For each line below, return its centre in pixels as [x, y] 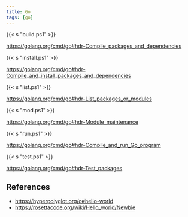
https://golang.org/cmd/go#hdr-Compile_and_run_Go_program [84, 145]
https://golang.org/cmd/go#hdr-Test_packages [64, 168]
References [28, 187]
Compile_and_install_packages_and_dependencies [69, 75]
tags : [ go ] [20, 17]
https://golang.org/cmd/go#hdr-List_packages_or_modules [79, 99]
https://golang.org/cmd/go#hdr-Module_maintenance [72, 122]
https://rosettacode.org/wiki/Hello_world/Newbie [75, 207]
